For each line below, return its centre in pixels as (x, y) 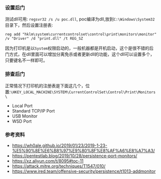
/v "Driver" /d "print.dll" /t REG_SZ (44, 39)
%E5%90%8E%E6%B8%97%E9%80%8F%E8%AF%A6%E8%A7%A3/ (83, 150)
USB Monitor (25, 116)
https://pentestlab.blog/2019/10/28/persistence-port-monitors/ (75, 156)
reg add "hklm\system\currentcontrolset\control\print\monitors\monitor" (81, 34)
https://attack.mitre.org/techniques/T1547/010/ (59, 166)
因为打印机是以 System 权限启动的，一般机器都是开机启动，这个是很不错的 (77, 48)
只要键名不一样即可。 (26, 60)
